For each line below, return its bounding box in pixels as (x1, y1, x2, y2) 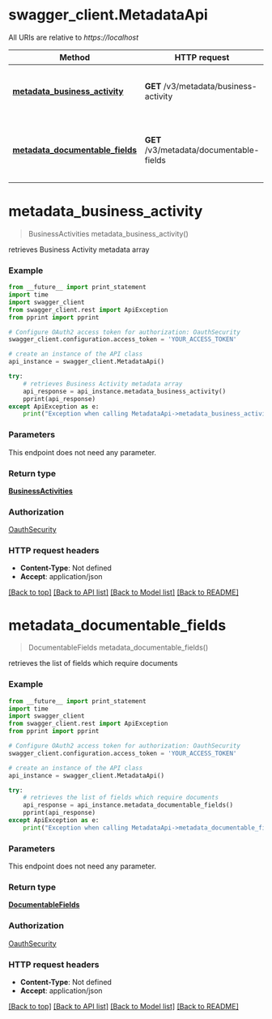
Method (59, 51, 91, 62)
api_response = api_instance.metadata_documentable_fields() (23, 801, 233, 809)
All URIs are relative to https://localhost (8, 32, 139, 42)
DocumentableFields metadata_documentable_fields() (28, 642, 209, 653)
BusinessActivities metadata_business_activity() (28, 228, 189, 238)
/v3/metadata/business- (163, 80, 257, 92)
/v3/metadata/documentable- (144, 144, 260, 156)
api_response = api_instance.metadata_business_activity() (23, 387, 227, 395)
